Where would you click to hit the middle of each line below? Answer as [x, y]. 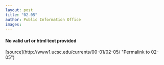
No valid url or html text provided [41, 40]
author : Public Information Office [43, 19]
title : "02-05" [21, 15]
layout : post [19, 10]
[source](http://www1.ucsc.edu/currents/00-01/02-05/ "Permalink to [78, 52]
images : [14, 24]
